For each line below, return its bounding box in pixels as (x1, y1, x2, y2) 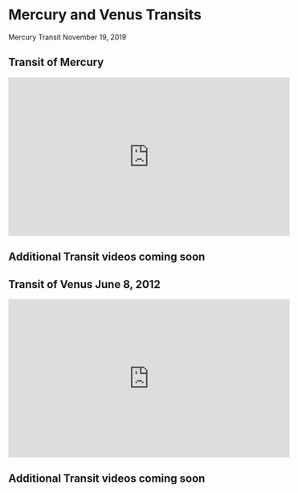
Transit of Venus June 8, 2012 (8, 277, 161, 291)
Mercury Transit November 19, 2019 (8, 32, 127, 42)
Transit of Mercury (8, 55, 104, 69)
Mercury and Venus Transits (8, 6, 202, 24)
